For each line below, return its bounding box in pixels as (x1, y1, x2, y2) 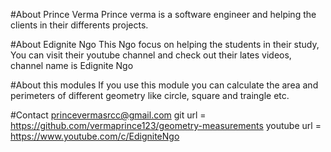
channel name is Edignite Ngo (10, 60, 134, 71)
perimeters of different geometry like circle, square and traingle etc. (10, 90, 290, 101)
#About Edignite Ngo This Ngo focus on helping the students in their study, (10, 39, 320, 50)
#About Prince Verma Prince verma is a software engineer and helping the (10, 9, 317, 20)
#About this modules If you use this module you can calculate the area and (10, 79, 319, 91)
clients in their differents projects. (10, 19, 149, 31)
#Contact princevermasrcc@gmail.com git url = (10, 109, 207, 121)
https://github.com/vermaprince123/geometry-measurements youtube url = (10, 120, 322, 131)
